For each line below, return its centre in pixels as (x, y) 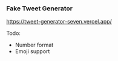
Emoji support (32, 51)
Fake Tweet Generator (39, 8)
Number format (34, 45)
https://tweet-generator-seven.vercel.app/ (59, 22)
